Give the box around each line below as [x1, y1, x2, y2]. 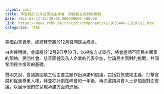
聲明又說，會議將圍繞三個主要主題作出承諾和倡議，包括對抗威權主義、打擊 [5, 72, 155, 78]
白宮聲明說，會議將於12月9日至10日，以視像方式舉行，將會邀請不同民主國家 [5, 49, 158, 55]
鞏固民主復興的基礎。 [5, 62, 48, 67]
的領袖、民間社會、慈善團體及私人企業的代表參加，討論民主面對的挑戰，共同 [5, 55, 159, 61]
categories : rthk [5, 25, 41, 30]
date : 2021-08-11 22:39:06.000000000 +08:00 [5, 16, 97, 21]
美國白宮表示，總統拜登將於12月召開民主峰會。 [5, 39, 100, 45]
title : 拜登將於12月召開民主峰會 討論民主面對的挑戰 [5, 12, 102, 16]
